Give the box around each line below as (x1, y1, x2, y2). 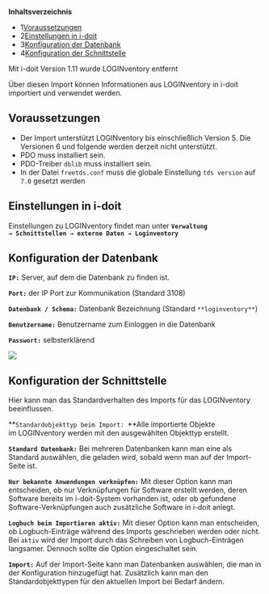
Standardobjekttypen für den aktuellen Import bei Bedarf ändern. (8, 577, 225, 587)
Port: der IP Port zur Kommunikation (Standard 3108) (8, 289, 186, 298)
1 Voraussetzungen (19, 23, 82, 32)
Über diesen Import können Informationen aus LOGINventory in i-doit (8, 80, 238, 89)
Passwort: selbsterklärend (8, 335, 95, 345)
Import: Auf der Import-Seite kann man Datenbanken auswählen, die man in (8, 559, 262, 569)
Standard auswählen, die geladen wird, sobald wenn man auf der (8, 453, 225, 462)
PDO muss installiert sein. (19, 150, 106, 160)
